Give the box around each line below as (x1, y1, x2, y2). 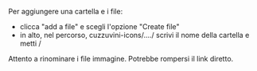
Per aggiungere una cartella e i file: (8, 7, 123, 16)
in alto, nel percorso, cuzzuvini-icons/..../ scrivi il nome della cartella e (19, 31, 250, 39)
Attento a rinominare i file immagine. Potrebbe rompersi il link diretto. (8, 54, 234, 63)
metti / (19, 39, 41, 48)
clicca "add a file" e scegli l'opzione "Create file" (19, 22, 181, 31)
